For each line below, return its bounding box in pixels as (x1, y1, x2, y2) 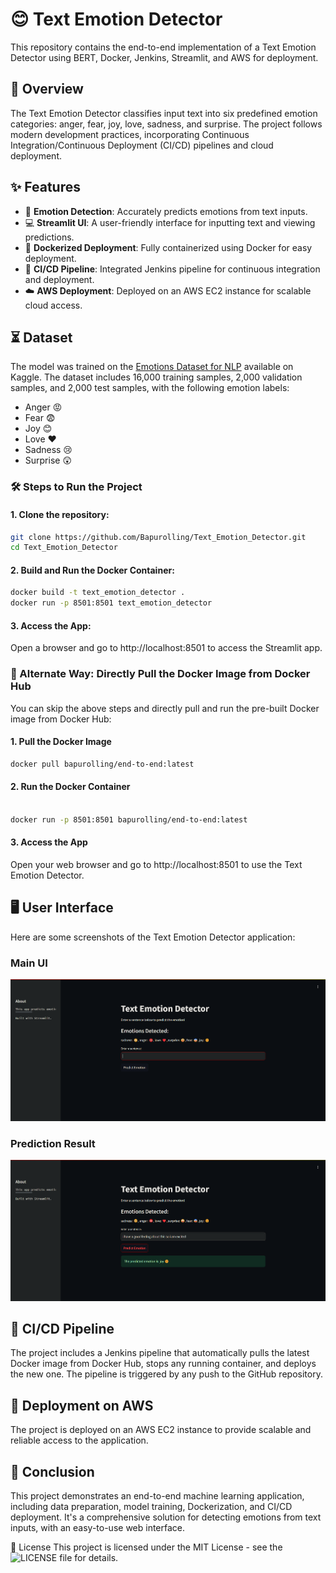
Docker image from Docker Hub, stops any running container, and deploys (10, 1358, 317, 1370)
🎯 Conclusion (10, 1463, 95, 1480)
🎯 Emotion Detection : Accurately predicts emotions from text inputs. (24, 205, 308, 217)
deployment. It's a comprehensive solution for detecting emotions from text (10, 1511, 322, 1523)
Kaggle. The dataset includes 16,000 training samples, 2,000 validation (10, 371, 303, 383)
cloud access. (24, 299, 83, 311)
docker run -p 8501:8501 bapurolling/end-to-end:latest (10, 814, 248, 825)
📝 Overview (10, 81, 84, 98)
